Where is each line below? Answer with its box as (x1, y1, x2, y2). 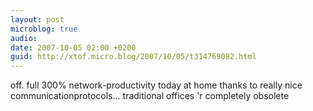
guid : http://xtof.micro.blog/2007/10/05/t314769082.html (10, 52, 257, 62)
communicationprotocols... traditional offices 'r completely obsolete (10, 90, 290, 102)
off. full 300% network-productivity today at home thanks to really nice (10, 79, 303, 91)
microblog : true (10, 24, 78, 34)
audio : (10, 33, 38, 43)
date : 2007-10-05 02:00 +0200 (10, 42, 137, 53)
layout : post (10, 14, 65, 25)
